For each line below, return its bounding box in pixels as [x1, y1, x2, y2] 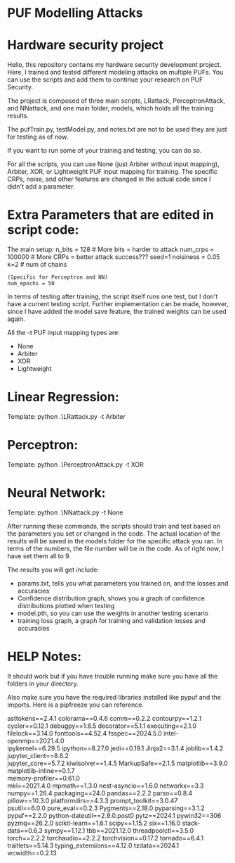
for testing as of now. [7, 132, 69, 141]
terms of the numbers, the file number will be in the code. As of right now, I [7, 544, 224, 553]
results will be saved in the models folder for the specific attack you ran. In [7, 536, 223, 545]
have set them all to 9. [7, 551, 72, 560]
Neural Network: [7, 485, 106, 501]
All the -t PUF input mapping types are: [7, 329, 121, 337]
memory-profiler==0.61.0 [7, 774, 81, 782]
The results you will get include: [7, 565, 100, 574]
